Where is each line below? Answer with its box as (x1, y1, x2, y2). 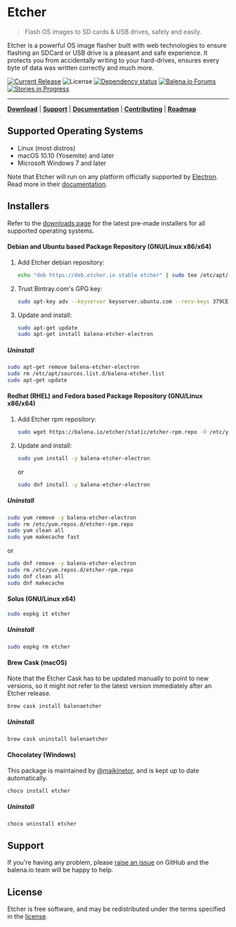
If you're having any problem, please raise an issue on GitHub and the (7, 858, 209, 867)
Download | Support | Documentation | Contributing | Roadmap (7, 105, 197, 113)
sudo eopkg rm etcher (7, 643, 71, 650)
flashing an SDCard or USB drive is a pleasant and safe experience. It (7, 48, 208, 57)
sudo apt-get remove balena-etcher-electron (7, 363, 140, 371)
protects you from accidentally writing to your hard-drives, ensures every (7, 56, 220, 64)
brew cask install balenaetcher (7, 702, 102, 710)
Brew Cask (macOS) (7, 659, 67, 667)
